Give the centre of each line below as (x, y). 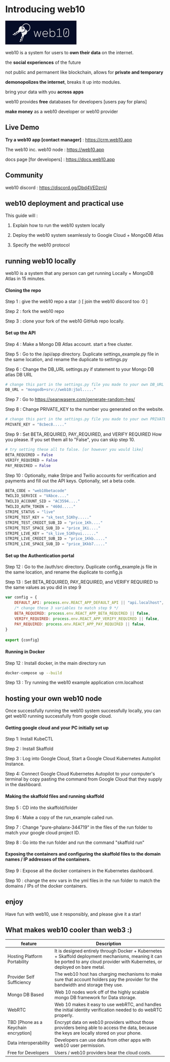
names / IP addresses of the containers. (48, 859)
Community (24, 175)
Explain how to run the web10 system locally (59, 225)
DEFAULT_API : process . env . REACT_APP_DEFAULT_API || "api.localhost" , (89, 603)
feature (29, 943)
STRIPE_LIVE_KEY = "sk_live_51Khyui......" (52, 534)
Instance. (15, 764)
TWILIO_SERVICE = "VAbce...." (37, 496)
